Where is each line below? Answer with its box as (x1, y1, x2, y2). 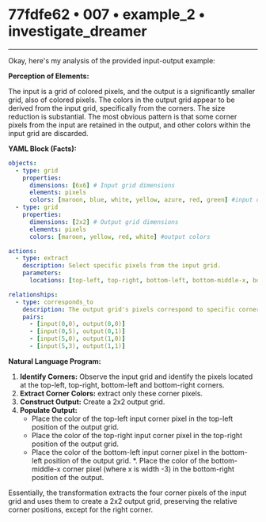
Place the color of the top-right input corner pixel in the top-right (31, 430, 243, 440)
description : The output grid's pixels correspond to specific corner (22, 305, 260, 313)
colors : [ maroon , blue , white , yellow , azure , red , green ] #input (28, 196, 253, 204)
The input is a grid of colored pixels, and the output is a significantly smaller (8, 86, 256, 96)
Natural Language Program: (8, 356, 101, 365)
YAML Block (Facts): (8, 144, 77, 153)
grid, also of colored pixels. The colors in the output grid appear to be (8, 95, 235, 104)
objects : (8, 159, 37, 167)
